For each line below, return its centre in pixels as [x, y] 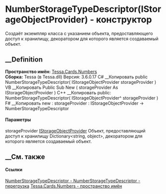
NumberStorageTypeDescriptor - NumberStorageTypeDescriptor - [73, 181]
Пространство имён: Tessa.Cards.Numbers [51, 71]
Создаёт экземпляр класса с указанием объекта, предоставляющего [79, 33]
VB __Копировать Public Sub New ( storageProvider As [62, 87]
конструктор [124, 20]
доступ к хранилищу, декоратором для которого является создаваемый [82, 39]
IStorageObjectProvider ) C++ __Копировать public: [58, 92]
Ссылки [14, 169]
